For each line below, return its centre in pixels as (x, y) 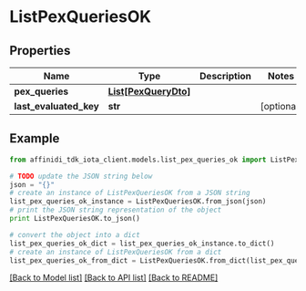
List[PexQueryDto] (149, 91)
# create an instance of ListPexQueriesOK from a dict (116, 252)
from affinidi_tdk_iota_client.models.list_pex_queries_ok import (138, 160)
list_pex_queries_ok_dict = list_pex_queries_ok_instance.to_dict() (142, 244)
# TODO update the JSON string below (81, 176)
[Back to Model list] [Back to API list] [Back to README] (114, 278)
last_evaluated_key (57, 106)
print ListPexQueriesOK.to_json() (75, 219)
